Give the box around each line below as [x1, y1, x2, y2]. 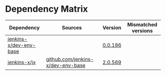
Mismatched [127, 21, 158, 28]
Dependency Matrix [5, 3, 88, 15]
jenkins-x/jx [7, 59, 36, 66]
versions [131, 27, 153, 34]
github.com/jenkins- [46, 55, 94, 62]
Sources [61, 24, 83, 31]
